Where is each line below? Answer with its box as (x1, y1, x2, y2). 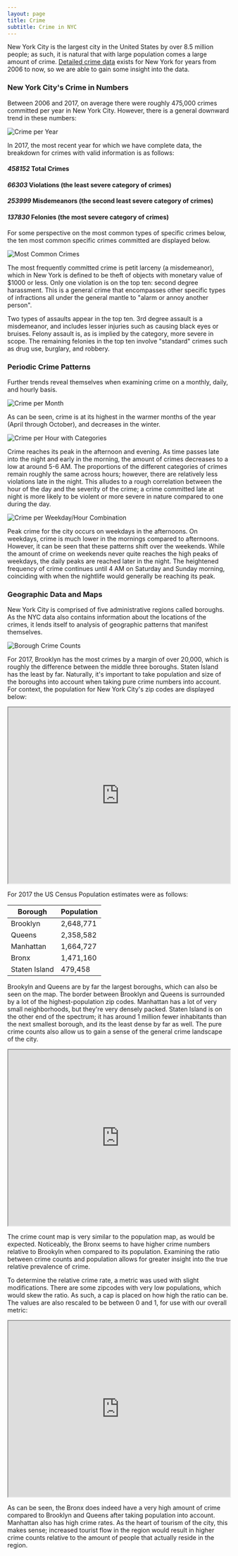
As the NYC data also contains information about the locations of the (7, 613, 206, 622)
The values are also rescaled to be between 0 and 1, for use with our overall (7, 1298, 227, 1307)
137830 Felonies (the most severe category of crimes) (7, 213, 169, 222)
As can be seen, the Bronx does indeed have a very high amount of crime (7, 1504, 221, 1512)
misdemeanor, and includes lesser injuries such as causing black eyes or (7, 322, 219, 330)
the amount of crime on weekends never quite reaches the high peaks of (7, 549, 218, 558)
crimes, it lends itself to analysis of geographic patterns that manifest (7, 620, 208, 629)
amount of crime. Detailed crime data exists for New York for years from (7, 58, 217, 66)
